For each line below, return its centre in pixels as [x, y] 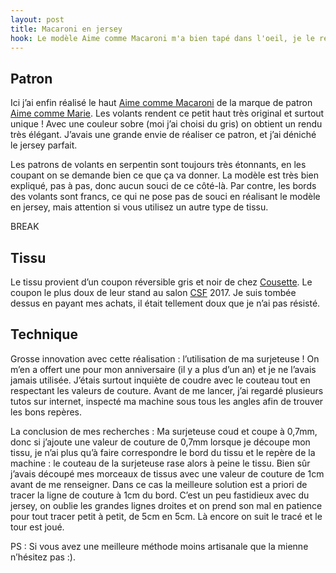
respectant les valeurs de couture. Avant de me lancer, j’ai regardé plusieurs [167, 390]
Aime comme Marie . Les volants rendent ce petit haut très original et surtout [167, 113]
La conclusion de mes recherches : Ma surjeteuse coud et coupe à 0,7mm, [164, 431]
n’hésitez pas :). [43, 557]
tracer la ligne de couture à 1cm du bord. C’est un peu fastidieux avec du [160, 495]
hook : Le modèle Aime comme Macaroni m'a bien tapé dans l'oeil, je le [162, 38]
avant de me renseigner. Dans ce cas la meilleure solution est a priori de [159, 484]
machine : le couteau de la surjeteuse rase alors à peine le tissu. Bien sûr [160, 463]
